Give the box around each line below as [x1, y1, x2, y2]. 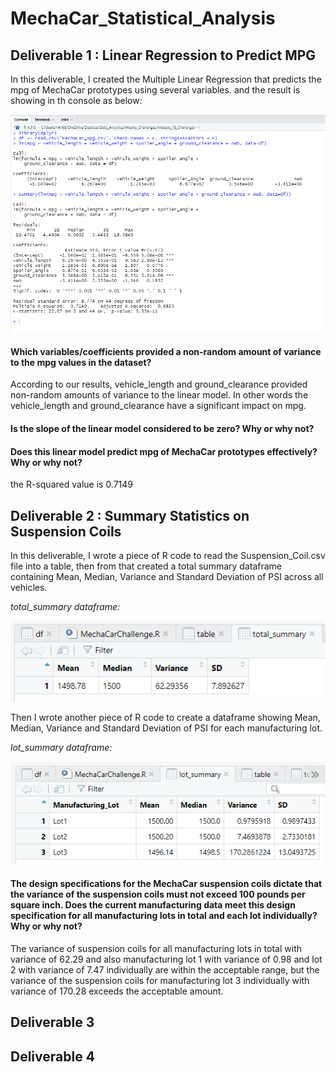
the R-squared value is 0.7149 [10, 478, 134, 491]
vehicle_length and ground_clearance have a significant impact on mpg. [10, 400, 307, 412]
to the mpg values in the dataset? [10, 356, 152, 368]
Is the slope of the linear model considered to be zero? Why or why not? [10, 422, 315, 434]
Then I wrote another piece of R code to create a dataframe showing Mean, [10, 712, 321, 724]
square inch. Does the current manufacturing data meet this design [10, 899, 296, 911]
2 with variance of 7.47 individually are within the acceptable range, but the [10, 963, 320, 976]
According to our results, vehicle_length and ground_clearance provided [10, 378, 308, 391]
